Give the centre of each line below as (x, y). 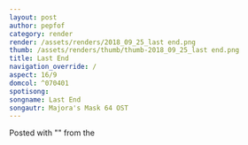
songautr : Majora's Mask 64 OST (69, 108)
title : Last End (39, 58)
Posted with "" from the (52, 133)
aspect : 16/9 (33, 75)
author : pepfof (37, 26)
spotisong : (29, 91)
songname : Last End (45, 99)
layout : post (33, 17)
